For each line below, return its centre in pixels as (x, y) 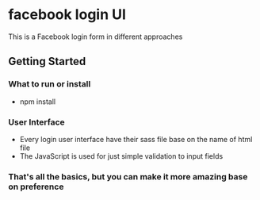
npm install (38, 102)
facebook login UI (67, 15)
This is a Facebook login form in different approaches (96, 37)
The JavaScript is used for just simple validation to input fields (121, 156)
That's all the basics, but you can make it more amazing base (128, 176)
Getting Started (47, 62)
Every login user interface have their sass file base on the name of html (136, 139)
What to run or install (50, 84)
